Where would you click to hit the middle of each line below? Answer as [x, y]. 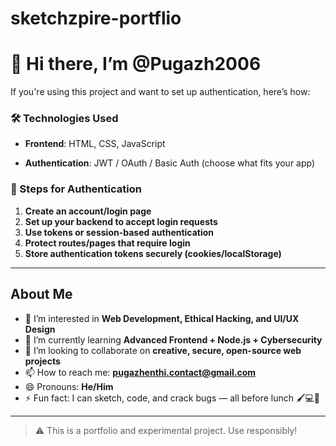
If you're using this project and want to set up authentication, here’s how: [160, 92]
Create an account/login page [88, 211]
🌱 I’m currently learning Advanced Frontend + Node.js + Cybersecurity [173, 339]
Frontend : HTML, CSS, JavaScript [95, 144]
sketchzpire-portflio [96, 18]
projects [42, 361]
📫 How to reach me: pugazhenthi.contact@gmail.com [140, 372]
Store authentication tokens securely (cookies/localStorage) [153, 253]
